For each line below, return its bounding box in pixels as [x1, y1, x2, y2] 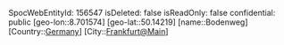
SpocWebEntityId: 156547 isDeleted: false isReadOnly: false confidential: [8, 8, 276, 18]
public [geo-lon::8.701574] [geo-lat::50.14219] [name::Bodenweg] [8, 17, 248, 27]
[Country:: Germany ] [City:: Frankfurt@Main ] [8, 26, 169, 36]
